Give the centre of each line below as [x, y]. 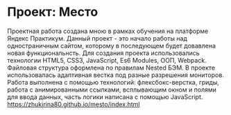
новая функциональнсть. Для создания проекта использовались [103, 53]
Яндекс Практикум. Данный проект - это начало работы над [97, 38]
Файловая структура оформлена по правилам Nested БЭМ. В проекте [111, 67]
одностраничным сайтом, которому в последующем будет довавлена [112, 45]
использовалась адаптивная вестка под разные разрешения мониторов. [115, 75]
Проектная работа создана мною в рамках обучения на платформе [108, 31]
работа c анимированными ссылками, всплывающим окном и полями [112, 90]
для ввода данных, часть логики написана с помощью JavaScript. [105, 96]
